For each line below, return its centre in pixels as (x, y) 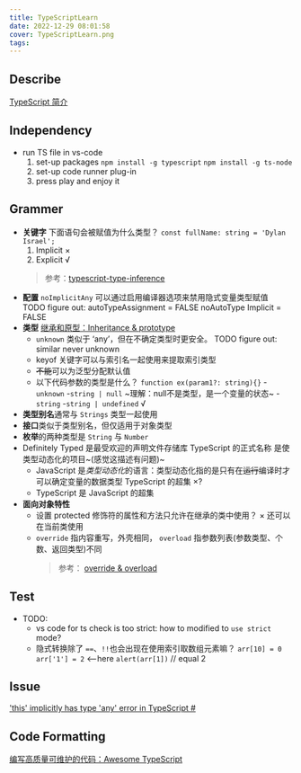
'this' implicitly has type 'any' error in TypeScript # (102, 708)
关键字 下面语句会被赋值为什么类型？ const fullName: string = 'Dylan (154, 232)
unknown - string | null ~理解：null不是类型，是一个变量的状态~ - (158, 393)
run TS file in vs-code (62, 152)
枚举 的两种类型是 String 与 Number (85, 436)
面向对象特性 (46, 503)
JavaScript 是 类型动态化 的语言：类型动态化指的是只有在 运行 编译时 (159, 470)
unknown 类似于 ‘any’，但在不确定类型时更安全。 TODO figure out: (156, 339)
